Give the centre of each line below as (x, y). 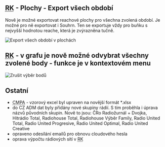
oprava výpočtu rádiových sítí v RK (48, 139)
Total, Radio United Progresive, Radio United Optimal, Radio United (80, 123)
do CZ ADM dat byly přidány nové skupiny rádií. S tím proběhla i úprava (85, 108)
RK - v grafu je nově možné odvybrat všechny (77, 55)
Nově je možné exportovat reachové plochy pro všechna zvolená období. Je (83, 20)
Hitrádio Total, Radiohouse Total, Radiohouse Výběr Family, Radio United (86, 118)
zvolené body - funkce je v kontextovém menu (78, 63)
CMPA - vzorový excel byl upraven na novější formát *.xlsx (72, 103)
